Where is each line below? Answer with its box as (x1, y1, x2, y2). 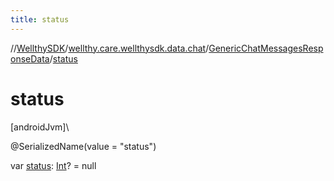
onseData (10, 52, 50, 65)
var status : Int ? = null (10, 159, 97, 171)
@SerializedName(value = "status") (10, 140, 157, 152)
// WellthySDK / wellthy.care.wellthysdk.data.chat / (10, 42, 210, 54)
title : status (10, 14, 70, 25)
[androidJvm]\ (10, 121, 70, 133)
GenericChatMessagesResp (208, 42, 324, 54)
